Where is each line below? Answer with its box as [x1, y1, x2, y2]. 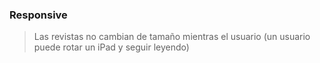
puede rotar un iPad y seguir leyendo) [33, 41, 190, 53]
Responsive [9, 8, 68, 22]
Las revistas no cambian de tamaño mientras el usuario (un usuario [33, 31, 311, 43]
